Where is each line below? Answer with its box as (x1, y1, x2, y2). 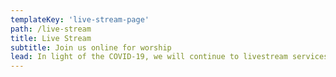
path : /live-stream (10, 24, 92, 34)
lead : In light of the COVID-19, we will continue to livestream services (10, 52, 329, 62)
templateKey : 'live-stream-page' (10, 14, 150, 25)
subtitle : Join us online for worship (10, 42, 172, 53)
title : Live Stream (10, 33, 92, 43)
